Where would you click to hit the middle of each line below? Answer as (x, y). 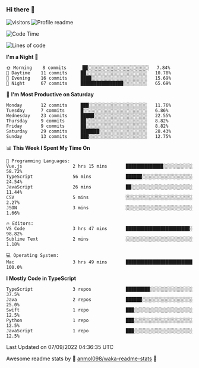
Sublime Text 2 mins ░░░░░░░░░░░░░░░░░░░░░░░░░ (99, 239)
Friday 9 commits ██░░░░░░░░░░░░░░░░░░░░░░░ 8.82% (87, 126)
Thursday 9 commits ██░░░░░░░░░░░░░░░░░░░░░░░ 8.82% (87, 121)
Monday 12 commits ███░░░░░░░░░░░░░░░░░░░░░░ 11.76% (89, 106)
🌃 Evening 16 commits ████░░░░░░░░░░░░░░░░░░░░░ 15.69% (89, 78)
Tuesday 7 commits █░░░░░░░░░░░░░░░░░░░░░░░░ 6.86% (87, 111)
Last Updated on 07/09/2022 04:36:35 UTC (60, 347)
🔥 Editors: (20, 224)
